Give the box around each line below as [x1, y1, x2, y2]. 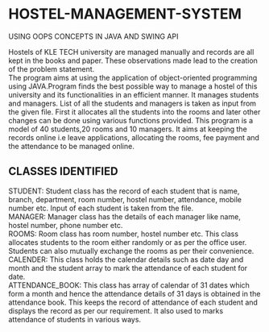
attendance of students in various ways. [8, 314, 142, 324]
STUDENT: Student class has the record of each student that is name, [8, 186, 240, 196]
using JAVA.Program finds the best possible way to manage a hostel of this [8, 81, 258, 91]
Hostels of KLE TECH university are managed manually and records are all [8, 47, 255, 56]
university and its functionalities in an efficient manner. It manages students [8, 89, 259, 99]
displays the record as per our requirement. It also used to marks [8, 305, 224, 315]
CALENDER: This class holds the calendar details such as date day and [8, 255, 244, 264]
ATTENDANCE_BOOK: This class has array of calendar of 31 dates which [8, 280, 250, 290]
